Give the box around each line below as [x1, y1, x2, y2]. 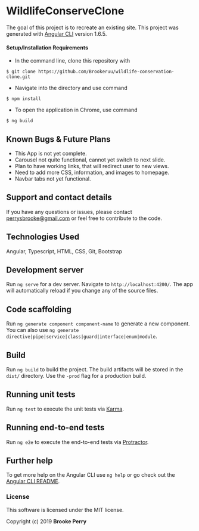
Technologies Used [6, 232, 79, 242]
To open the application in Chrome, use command [14, 106, 138, 114]
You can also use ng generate [6, 327, 79, 334]
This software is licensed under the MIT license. [6, 506, 124, 513]
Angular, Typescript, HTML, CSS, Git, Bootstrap [6, 247, 123, 254]
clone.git [6, 74, 31, 80]
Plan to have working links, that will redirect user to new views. [14, 162, 169, 169]
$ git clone [6, 69, 36, 75]
